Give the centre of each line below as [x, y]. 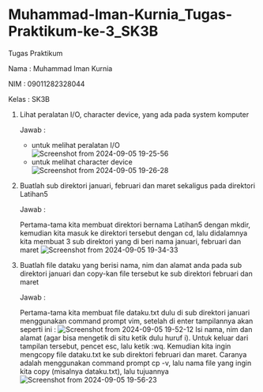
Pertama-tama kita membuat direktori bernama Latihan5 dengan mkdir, [135, 224]
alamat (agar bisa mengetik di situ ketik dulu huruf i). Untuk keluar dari [134, 337]
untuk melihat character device [82, 162]
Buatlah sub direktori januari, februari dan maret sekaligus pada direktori [137, 185]
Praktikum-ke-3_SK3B [83, 31]
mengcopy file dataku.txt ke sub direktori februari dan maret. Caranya [133, 354]
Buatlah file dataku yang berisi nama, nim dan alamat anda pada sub [131, 265]
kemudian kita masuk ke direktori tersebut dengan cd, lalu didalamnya [133, 233]
